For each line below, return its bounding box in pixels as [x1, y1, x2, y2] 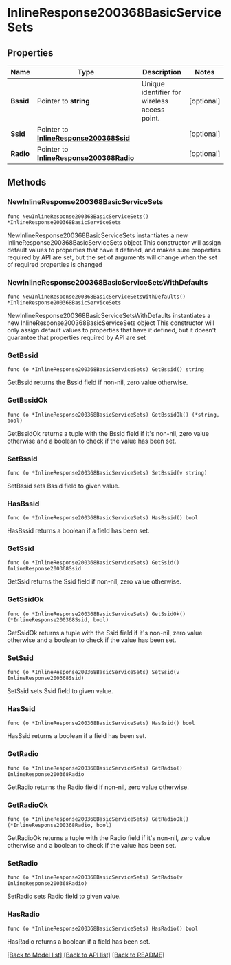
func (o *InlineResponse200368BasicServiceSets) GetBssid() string [7, 366, 205, 373]
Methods [7, 177, 47, 188]
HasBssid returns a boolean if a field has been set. [7, 526, 150, 535]
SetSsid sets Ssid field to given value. [7, 687, 113, 695]
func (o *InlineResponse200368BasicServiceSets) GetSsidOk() [7, 610, 186, 617]
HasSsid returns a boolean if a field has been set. [7, 732, 146, 740]
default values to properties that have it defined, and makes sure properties [7, 246, 221, 254]
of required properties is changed [7, 260, 102, 268]
